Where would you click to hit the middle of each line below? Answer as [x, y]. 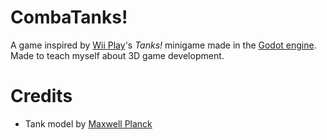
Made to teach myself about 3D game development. [117, 55]
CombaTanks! [69, 17]
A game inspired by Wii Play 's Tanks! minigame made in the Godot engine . [163, 45]
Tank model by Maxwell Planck [88, 123]
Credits [41, 96]
